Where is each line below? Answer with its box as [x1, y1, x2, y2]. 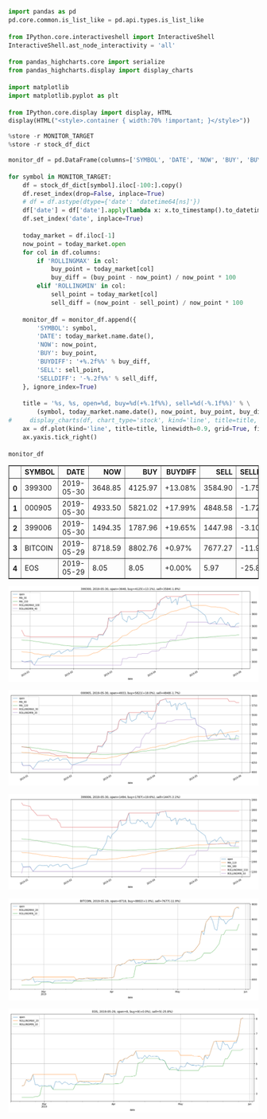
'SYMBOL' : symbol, [37, 324, 98, 332]
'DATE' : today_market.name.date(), [37, 332, 155, 341]
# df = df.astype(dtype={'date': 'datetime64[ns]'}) [22, 198, 201, 206]
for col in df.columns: [22, 248, 102, 256]
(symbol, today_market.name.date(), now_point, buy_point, [37, 408, 237, 417]
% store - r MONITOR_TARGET [8, 132, 94, 140]
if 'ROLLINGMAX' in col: [37, 256, 119, 265]
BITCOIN [25, 543, 53, 553]
